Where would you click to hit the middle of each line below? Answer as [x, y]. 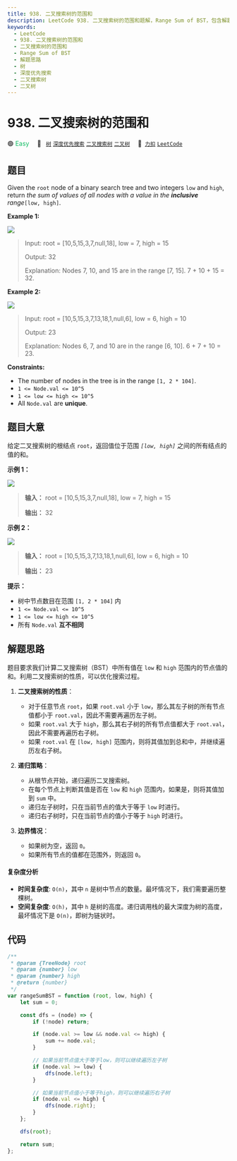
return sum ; [37, 1144]
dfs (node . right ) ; [71, 1106]
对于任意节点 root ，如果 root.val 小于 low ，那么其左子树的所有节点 [126, 706]
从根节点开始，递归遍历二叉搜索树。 [81, 780]
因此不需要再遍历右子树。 [65, 733]
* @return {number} [39, 983]
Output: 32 [40, 257]
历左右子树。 [47, 750]
